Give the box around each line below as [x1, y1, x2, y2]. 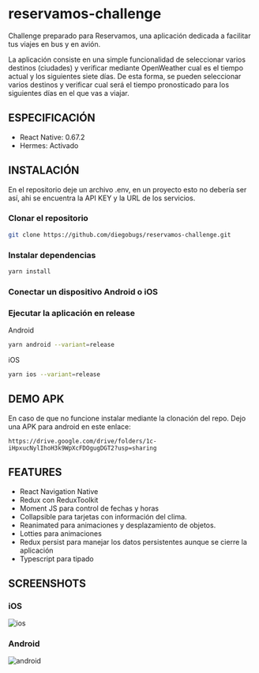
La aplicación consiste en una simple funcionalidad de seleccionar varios [8, 55, 246, 64]
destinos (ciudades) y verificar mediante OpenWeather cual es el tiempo [8, 63, 243, 72]
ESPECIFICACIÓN [8, 112, 96, 125]
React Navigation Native [19, 486, 99, 496]
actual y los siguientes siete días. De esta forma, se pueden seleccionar [8, 71, 242, 81]
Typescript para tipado [19, 553, 94, 563]
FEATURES [8, 466, 62, 479]
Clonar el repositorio [8, 213, 88, 224]
